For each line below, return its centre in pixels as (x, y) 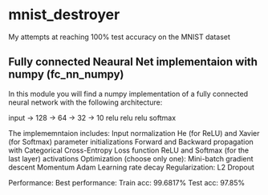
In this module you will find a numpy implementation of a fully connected (128, 94)
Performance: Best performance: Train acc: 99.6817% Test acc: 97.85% (127, 182)
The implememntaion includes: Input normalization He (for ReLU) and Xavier (134, 133)
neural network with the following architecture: (85, 102)
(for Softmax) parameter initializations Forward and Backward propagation (131, 141)
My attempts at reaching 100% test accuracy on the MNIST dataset (120, 37)
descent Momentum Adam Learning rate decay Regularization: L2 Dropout (132, 167)
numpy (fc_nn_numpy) (66, 75)
